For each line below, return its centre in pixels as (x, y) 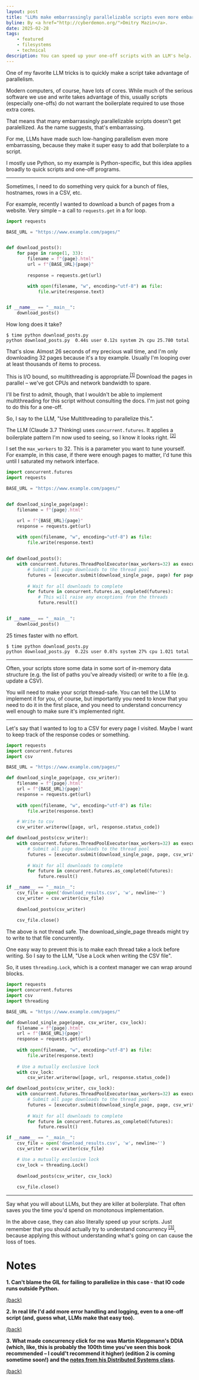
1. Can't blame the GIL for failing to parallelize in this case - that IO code (96, 1282)
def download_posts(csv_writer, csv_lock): (61, 1089)
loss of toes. (21, 1242)
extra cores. (21, 109)
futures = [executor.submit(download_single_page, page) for (105, 575)
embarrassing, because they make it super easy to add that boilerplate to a (98, 145)
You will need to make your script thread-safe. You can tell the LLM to (91, 692)
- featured (30, 39)
